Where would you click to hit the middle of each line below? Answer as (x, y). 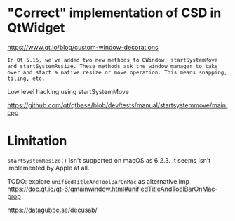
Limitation (37, 141)
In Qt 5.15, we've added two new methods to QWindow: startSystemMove (113, 60)
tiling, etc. (26, 79)
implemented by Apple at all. (48, 168)
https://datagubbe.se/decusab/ (53, 210)
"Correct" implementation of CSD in (114, 13)
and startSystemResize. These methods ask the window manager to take (113, 66)
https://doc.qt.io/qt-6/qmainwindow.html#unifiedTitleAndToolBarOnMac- (113, 189)
